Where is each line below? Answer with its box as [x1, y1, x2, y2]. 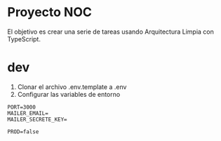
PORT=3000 [7, 103, 36, 111]
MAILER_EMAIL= [7, 109, 49, 116]
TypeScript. [7, 34, 41, 43]
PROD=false [7, 128, 39, 135]
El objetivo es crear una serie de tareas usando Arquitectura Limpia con [7, 27, 214, 36]
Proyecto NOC [7, 4, 93, 20]
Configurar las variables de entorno [17, 90, 121, 98]
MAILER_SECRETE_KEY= [7, 116, 68, 123]
